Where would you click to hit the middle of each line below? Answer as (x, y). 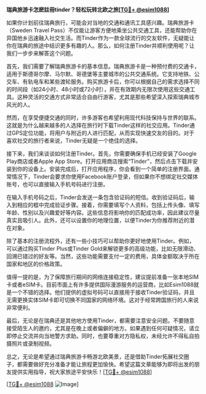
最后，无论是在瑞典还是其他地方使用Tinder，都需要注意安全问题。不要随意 (101, 320)
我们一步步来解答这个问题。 (41, 53)
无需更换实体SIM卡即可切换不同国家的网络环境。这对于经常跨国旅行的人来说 (103, 300)
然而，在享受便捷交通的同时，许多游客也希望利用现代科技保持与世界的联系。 (103, 118)
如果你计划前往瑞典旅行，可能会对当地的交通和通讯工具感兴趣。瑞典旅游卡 (100, 23)
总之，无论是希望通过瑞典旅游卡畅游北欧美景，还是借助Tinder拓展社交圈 (98, 357)
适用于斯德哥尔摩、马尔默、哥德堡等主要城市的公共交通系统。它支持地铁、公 (103, 74)
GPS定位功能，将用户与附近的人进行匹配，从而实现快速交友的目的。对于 (103, 133)
